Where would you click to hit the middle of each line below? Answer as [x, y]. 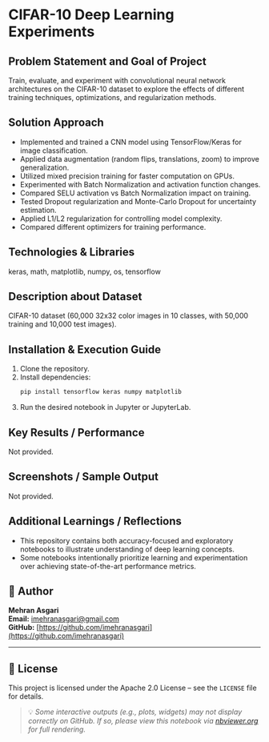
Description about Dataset [75, 297]
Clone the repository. [54, 369]
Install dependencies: [55, 377]
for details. [26, 696]
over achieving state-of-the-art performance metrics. [108, 566]
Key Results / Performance [76, 433]
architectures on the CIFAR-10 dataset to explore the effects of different [126, 89]
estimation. [38, 210]
